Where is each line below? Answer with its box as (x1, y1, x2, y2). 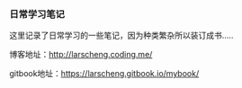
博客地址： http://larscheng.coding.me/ (9, 49, 153, 60)
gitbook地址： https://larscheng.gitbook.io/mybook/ (9, 68, 200, 79)
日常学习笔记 (9, 7, 66, 20)
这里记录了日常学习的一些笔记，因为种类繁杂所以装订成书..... (9, 30, 234, 41)
